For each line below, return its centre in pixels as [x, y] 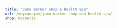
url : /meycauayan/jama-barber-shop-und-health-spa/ [58, 14]
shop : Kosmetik [20, 18]
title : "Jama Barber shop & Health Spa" [47, 9]
